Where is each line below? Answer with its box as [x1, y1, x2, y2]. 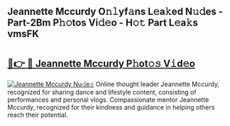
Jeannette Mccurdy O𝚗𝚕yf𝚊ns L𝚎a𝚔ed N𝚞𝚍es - [7, 6, 224, 18]
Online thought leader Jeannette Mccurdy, [95, 80, 220, 88]
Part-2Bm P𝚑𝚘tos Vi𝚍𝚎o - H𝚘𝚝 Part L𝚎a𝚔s [7, 17, 199, 29]
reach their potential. [7, 110, 69, 119]
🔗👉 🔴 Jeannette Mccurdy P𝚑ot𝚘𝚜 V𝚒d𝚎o [7, 57, 195, 70]
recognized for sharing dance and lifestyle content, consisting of [7, 88, 197, 96]
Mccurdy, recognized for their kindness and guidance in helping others [7, 103, 215, 111]
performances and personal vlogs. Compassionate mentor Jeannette [7, 95, 209, 104]
